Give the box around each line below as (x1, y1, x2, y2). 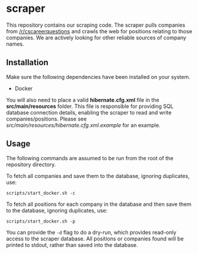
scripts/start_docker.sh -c (6, 190, 76, 196)
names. (6, 40, 24, 47)
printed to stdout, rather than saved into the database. (6, 241, 138, 248)
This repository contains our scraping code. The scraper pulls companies (6, 21, 186, 28)
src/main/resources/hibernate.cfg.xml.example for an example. (6, 121, 161, 129)
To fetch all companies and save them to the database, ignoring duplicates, (6, 172, 190, 179)
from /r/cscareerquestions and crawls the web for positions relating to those (6, 27, 193, 34)
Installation (6, 58, 49, 68)
